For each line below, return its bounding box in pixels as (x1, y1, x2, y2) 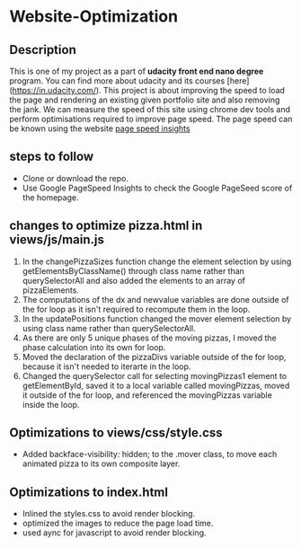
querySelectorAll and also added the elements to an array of (22, 275, 245, 286)
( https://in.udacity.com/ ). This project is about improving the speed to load (9, 85, 286, 95)
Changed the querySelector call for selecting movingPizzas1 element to (22, 370, 288, 381)
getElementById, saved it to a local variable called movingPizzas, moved (22, 380, 290, 391)
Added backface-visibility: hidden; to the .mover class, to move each (22, 449, 278, 460)
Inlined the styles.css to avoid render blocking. (22, 508, 196, 519)
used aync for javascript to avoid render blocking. (22, 527, 207, 538)
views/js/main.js (9, 232, 105, 248)
